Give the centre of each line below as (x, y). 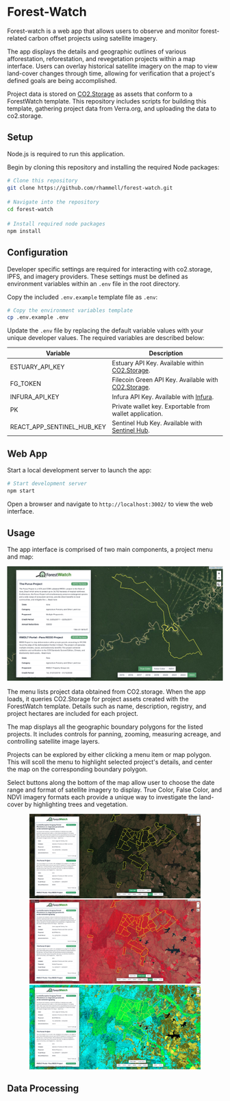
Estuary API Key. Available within (158, 363)
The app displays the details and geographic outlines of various (97, 51)
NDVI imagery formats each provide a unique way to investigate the (102, 797)
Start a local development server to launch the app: (79, 470)
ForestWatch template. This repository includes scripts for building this (107, 101)
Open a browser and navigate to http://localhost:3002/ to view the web (110, 504)
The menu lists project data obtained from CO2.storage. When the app (106, 692)
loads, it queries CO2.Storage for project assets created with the (98, 699)
